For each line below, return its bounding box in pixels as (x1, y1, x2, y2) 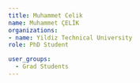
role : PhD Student (8, 41, 69, 49)
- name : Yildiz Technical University (8, 33, 133, 42)
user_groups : (8, 55, 51, 63)
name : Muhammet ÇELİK (8, 19, 80, 27)
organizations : (8, 26, 59, 34)
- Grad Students (15, 62, 69, 71)
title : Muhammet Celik (8, 11, 83, 20)
